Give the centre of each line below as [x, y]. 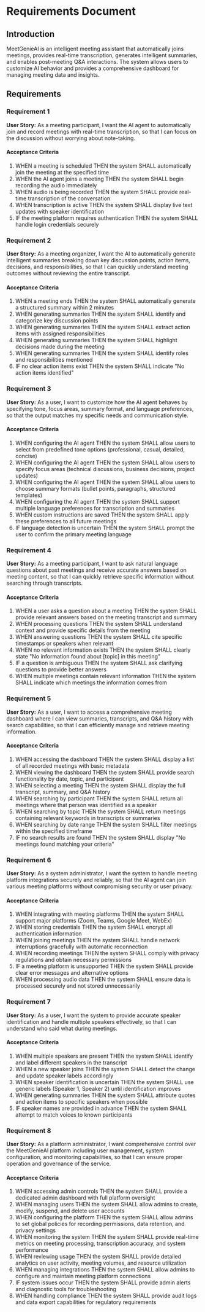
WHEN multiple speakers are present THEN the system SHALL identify [104, 1056]
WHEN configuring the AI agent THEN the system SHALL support [98, 501]
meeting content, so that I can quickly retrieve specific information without [100, 577]
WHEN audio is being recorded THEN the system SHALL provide [97, 192]
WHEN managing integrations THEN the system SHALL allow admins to [105, 1270]
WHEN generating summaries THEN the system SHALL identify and [100, 314]
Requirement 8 [29, 1130]
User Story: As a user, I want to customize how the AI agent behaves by [97, 402]
